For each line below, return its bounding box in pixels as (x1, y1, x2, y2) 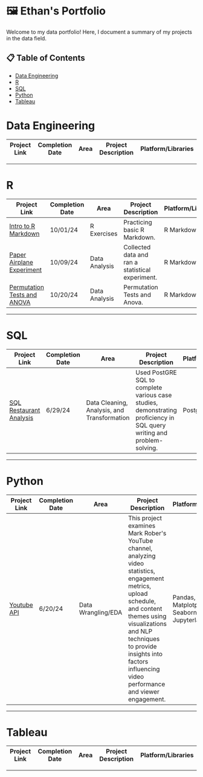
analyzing (127, 551, 156, 560)
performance (127, 680, 166, 688)
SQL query (135, 421, 166, 429)
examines (127, 521, 156, 529)
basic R (123, 225, 145, 234)
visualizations (127, 619, 167, 628)
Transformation (86, 414, 130, 422)
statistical (123, 266, 151, 274)
